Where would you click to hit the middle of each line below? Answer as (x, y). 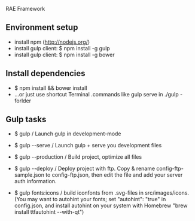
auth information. (35, 181)
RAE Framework (25, 9)
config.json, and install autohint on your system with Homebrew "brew (101, 205)
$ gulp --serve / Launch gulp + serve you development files (88, 146)
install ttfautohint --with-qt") (49, 212)
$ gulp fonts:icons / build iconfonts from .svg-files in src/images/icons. (102, 193)
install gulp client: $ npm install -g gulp (62, 48)
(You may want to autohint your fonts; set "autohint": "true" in (90, 199)
